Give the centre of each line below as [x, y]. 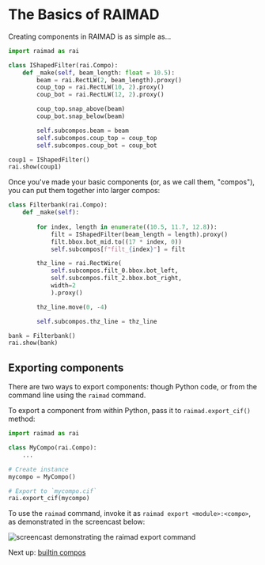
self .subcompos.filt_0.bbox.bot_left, [114, 271]
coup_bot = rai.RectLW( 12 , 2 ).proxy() [100, 95]
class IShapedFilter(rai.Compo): [63, 65]
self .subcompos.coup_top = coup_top [97, 138]
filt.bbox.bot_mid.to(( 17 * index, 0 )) [116, 242]
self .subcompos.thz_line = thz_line [97, 321]
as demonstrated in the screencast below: [77, 522]
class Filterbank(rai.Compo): [58, 205]
